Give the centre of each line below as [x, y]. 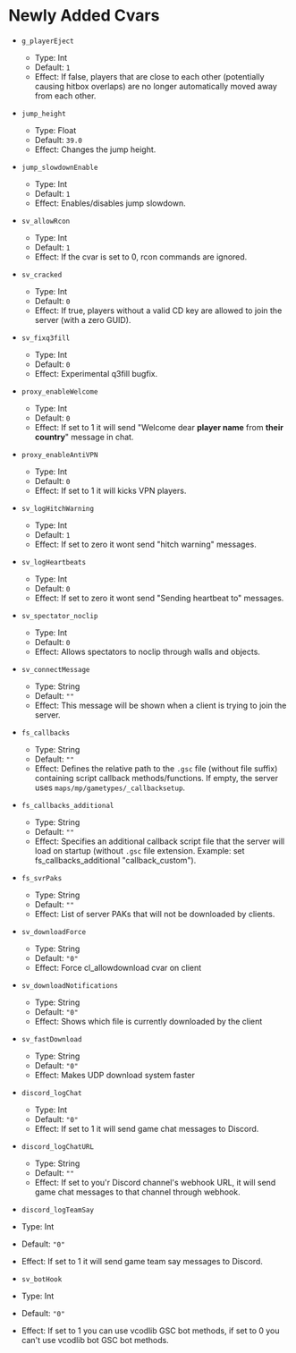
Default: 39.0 [58, 140]
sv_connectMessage [55, 669]
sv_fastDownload [51, 1039]
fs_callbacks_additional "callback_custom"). [115, 860]
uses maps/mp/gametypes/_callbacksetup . [110, 787]
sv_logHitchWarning [58, 508]
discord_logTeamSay [58, 1210]
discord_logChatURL [58, 1146]
